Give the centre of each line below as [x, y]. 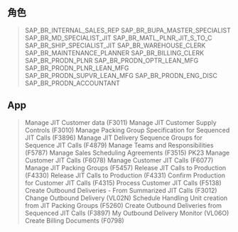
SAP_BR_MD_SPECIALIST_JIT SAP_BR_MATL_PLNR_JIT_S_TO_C [118, 38]
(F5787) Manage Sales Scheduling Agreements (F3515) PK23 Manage [127, 153]
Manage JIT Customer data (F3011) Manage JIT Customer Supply [120, 122]
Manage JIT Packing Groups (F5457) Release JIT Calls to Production [125, 167]
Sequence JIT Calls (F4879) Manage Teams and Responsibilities [119, 145]
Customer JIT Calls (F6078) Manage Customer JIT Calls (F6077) [119, 160]
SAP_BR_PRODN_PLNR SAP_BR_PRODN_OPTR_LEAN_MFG [112, 60]
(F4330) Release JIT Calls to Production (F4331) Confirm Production [125, 175]
